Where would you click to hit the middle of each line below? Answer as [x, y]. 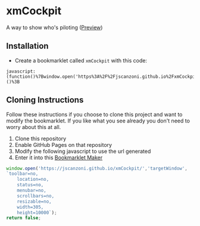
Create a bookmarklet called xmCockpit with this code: [81, 60]
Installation [27, 46]
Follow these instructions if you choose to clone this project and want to [94, 114]
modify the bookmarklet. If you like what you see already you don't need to [98, 121]
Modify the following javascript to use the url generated [83, 151]
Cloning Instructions [45, 100]
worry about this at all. [34, 127]
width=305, [30, 207]
